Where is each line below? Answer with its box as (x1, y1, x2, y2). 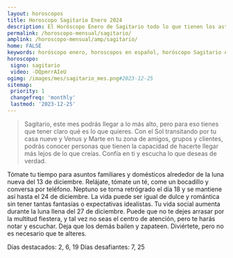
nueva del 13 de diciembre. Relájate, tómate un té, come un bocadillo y (7, 177, 209, 186)
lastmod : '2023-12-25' (10, 101, 76, 108)
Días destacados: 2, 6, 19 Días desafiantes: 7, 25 (7, 243, 145, 251)
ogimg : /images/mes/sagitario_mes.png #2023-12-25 (7, 74, 154, 82)
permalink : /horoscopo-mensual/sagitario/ (7, 29, 132, 37)
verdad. (24, 156, 46, 165)
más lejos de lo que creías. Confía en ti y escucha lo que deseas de (24, 149, 217, 157)
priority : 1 (10, 88, 45, 95)
